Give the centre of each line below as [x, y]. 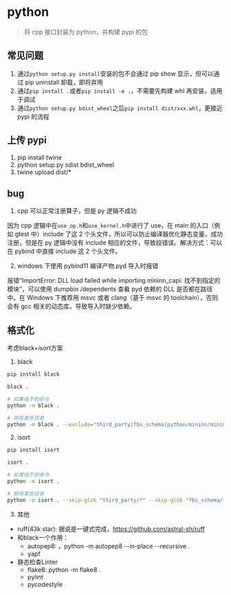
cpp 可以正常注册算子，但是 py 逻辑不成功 [77, 211]
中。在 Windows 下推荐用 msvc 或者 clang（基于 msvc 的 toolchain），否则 [113, 298]
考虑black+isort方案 [35, 348]
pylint [35, 577]
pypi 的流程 [33, 116]
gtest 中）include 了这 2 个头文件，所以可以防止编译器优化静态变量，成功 [119, 234]
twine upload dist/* [44, 172]
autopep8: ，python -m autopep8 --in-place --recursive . [109, 546]
